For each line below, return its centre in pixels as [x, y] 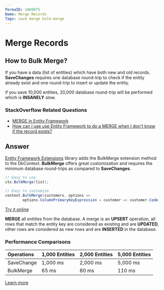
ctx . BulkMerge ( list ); [27, 182]
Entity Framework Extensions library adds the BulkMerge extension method [81, 158]
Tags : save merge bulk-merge [35, 19]
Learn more [17, 283]
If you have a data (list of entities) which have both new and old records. [78, 72]
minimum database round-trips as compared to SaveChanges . [68, 168]
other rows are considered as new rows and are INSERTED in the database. [81, 229]
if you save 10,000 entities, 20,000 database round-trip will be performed [79, 92]
